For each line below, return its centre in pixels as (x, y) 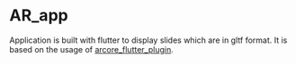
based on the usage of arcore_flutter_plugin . (91, 49)
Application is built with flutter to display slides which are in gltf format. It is (148, 40)
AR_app (39, 16)
